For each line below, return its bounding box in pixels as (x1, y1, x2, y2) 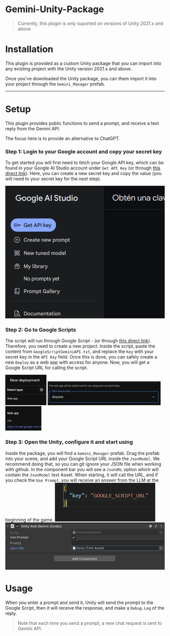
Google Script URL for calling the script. (5, 365, 89, 371)
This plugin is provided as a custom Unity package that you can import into (5, 60, 162, 66)
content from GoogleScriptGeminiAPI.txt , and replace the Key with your (5, 348, 154, 355)
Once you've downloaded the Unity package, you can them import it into (5, 75, 157, 82)
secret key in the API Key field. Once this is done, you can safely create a (5, 354, 157, 360)
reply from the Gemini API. (5, 125, 61, 131)
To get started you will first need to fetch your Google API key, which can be (5, 160, 164, 166)
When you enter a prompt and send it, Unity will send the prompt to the (5, 599, 153, 606)
